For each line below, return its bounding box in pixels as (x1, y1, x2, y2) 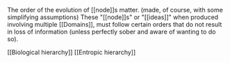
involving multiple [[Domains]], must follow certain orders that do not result (7, 21, 222, 28)
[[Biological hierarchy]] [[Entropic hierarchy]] (7, 48, 136, 56)
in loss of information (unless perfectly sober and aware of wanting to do (7, 27, 216, 36)
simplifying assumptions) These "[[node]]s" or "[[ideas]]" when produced (7, 13, 219, 21)
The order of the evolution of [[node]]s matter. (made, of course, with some (7, 6, 224, 14)
